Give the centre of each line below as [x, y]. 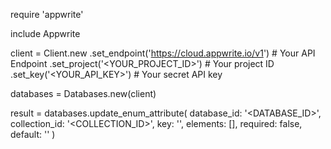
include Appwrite [45, 33]
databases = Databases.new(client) [83, 93]
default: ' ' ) [33, 134]
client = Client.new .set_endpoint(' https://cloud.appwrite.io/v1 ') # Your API [163, 53]
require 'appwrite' [47, 14]
